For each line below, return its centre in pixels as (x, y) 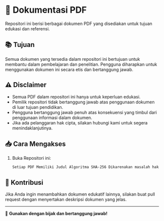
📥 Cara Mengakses (35, 144)
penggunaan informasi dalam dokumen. (52, 118)
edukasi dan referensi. (28, 28)
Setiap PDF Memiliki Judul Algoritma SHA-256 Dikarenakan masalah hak (85, 167)
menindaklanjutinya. (32, 128)
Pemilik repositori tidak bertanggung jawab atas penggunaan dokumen (83, 102)
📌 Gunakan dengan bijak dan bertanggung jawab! (56, 214)
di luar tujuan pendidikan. (38, 107)
